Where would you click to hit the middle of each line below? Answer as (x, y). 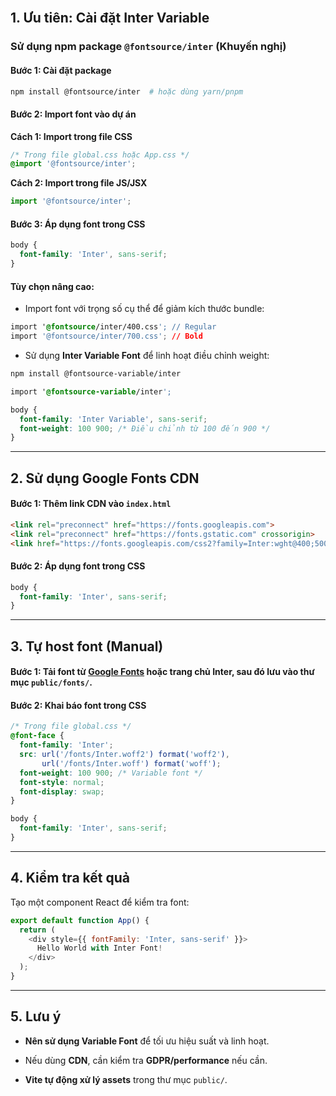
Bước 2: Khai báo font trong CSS (78, 705)
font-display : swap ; (62, 791)
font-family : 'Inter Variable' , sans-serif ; (113, 419)
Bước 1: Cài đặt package (61, 70)
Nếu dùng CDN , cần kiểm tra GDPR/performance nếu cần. (146, 1060)
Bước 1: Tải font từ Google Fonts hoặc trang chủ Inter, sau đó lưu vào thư (162, 672)
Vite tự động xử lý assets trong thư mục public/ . (126, 1079)
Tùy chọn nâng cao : (52, 286)
